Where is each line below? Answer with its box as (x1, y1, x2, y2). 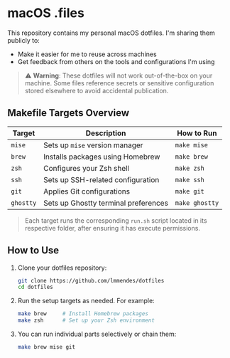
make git (175, 187, 204, 195)
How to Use (7, 244, 60, 257)
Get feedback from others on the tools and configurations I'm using (17, 57, 215, 65)
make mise (175, 141, 208, 149)
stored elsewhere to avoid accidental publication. (24, 86, 169, 95)
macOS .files (7, 5, 85, 21)
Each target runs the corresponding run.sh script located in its (24, 216, 207, 225)
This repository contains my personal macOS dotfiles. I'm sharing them (7, 28, 215, 37)
